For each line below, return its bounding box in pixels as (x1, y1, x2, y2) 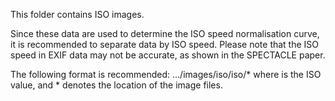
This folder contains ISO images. (10, 9, 145, 20)
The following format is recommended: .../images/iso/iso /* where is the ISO (10, 69, 322, 80)
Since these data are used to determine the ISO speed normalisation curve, (10, 28, 320, 39)
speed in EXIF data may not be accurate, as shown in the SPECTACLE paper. (10, 49, 326, 61)
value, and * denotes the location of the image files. (10, 79, 223, 91)
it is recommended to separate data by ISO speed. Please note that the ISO (10, 39, 320, 50)
